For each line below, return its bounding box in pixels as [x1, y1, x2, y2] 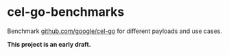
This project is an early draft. [7, 40, 91, 48]
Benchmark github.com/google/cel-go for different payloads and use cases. [7, 27, 223, 35]
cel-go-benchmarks [7, 4, 125, 20]
